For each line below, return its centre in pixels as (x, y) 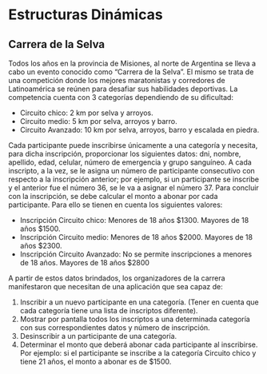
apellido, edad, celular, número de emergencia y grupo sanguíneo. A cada (130, 162)
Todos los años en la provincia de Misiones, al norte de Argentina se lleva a (132, 63)
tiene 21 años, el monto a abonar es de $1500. (96, 362)
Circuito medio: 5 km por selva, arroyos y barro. (98, 121)
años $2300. (41, 246)
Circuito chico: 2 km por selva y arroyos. (86, 113)
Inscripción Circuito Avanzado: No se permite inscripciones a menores (136, 254)
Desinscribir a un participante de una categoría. (98, 336)
